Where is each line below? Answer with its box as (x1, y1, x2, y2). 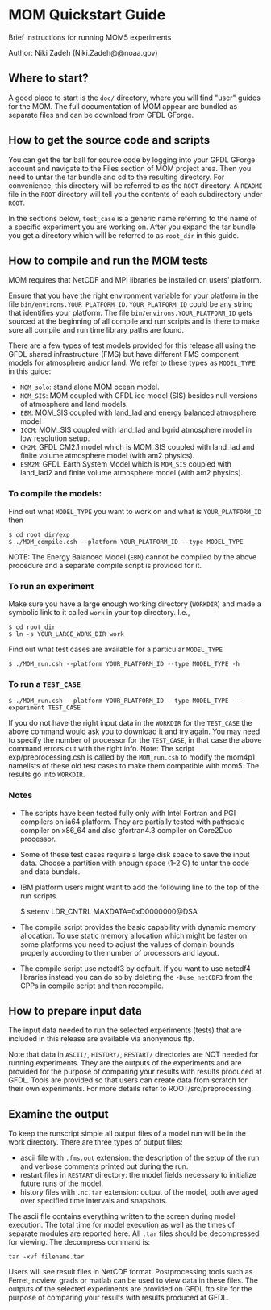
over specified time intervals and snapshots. (19, 1196, 168, 1206)
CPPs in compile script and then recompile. (19, 981, 164, 990)
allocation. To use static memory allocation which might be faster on (19, 931, 248, 940)
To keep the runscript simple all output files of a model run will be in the (8, 1128, 246, 1139)
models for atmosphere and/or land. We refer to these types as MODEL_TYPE (8, 358, 256, 368)
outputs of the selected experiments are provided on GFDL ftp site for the (8, 1284, 252, 1294)
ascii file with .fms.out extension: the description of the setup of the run (19, 1153, 260, 1163)
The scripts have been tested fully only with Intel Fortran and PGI (19, 808, 236, 818)
